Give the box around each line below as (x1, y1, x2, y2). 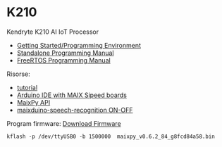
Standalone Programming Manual (16, 49, 114, 57)
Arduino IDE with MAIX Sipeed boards (16, 91, 128, 99)
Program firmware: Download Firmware (6, 119, 121, 127)
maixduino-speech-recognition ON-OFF (16, 106, 133, 114)
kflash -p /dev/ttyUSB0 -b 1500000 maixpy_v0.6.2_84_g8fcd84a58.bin (6, 133, 216, 140)
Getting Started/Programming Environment (16, 41, 142, 49)
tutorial (16, 83, 38, 91)
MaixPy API (16, 98, 51, 106)
